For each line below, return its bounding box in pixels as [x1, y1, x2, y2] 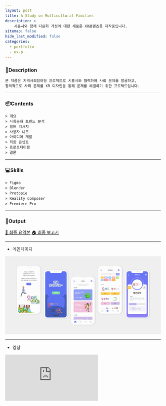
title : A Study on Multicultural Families [5, 13, 94, 18]
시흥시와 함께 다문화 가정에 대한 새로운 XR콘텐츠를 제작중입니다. [14, 24, 127, 29]
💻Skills [5, 167, 24, 174]
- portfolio [9, 44, 35, 49]
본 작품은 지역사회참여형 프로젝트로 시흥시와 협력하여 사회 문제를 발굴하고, [5, 78, 137, 83]
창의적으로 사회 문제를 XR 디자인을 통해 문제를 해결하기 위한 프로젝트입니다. [5, 83, 140, 88]
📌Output [5, 218, 26, 224]
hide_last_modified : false [5, 34, 61, 39]
